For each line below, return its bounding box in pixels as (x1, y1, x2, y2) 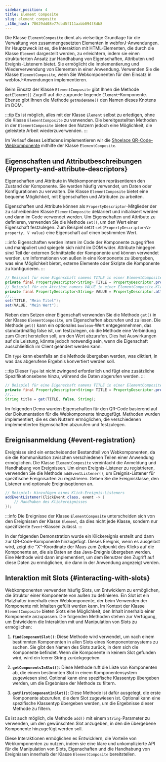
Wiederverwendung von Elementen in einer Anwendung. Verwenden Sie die (5, 66, 160, 72)
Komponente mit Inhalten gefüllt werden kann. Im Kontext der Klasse (5, 603, 145, 609)
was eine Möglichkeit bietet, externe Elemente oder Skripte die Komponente (5, 260, 160, 266)
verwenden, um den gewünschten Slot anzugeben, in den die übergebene (5, 720, 156, 726)
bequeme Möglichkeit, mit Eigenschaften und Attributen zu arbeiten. (5, 194, 144, 200)
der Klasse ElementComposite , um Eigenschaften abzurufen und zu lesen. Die (5, 317, 161, 323)
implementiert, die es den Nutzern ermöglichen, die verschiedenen (5, 416, 142, 422)
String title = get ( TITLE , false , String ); (5, 396, 96, 402)
